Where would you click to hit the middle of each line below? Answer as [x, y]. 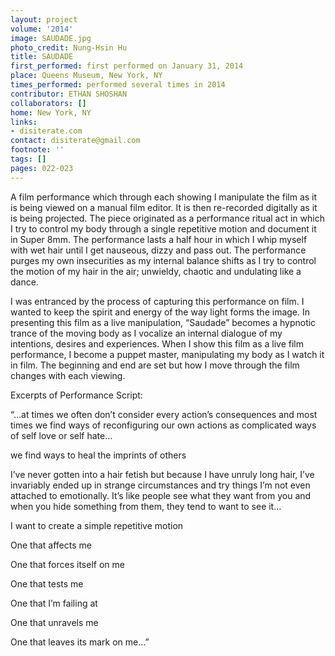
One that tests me [47, 583]
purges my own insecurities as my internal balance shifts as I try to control [163, 260]
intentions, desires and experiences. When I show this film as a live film [157, 343]
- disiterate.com [46, 131]
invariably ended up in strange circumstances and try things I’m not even [160, 485]
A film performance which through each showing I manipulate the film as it [164, 197]
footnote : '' [37, 150]
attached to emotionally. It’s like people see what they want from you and [161, 495]
